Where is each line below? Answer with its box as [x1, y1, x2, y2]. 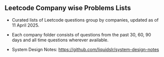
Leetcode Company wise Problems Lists [4, 4, 131, 12]
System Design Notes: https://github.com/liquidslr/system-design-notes [11, 46, 160, 52]
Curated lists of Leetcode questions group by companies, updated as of [11, 17, 159, 23]
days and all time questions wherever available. [11, 37, 109, 43]
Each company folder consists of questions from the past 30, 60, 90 [11, 31, 152, 37]
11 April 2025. [11, 22, 40, 28]
